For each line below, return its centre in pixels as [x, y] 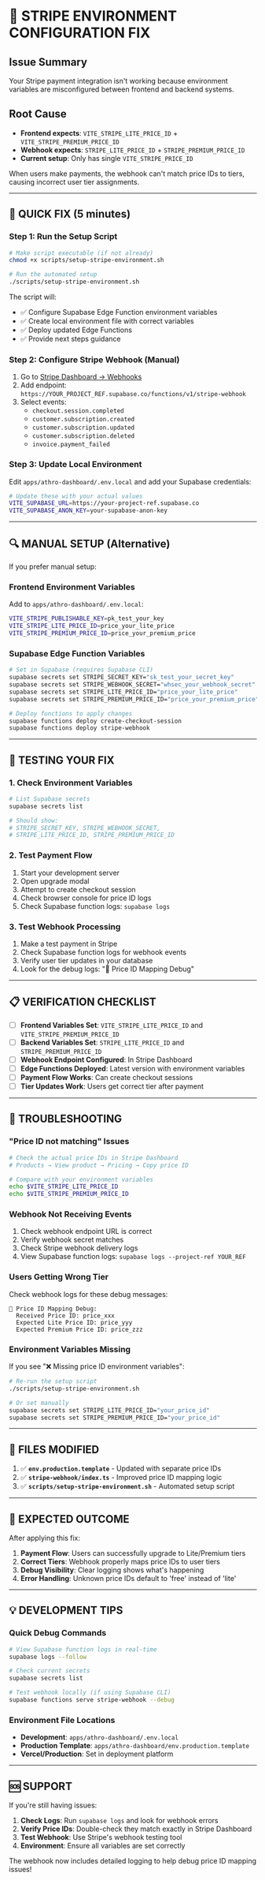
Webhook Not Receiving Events [70, 1214]
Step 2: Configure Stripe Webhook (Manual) [94, 360]
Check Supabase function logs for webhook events [103, 952]
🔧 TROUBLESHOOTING [66, 1119]
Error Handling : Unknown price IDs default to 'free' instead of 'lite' [128, 1579]
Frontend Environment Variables [72, 587]
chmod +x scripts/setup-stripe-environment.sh [86, 260]
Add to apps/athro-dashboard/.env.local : [76, 604]
